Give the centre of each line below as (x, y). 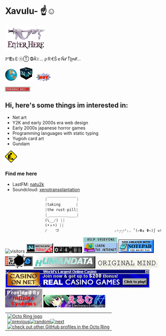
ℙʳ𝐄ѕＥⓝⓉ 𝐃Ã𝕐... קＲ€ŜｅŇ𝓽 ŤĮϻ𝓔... (43, 58)
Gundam (21, 144)
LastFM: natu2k (28, 184)
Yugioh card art (28, 138)
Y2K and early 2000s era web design (50, 122)
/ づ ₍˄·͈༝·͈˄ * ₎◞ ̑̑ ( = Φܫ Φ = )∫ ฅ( (103, 231)
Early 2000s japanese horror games (49, 128)
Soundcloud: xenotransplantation (46, 190)
